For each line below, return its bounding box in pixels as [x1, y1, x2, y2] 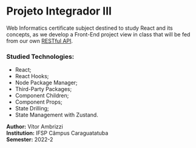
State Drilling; [15, 105, 49, 112]
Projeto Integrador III [6, 4, 112, 18]
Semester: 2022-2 [6, 136, 53, 143]
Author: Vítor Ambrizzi [6, 123, 64, 130]
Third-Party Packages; [15, 86, 72, 93]
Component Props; [15, 98, 63, 106]
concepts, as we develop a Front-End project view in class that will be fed [6, 30, 191, 38]
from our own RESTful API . [6, 37, 73, 44]
